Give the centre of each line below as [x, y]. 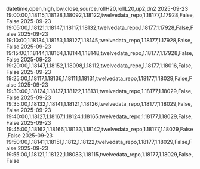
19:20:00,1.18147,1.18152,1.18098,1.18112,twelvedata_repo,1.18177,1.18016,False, [99, 66]
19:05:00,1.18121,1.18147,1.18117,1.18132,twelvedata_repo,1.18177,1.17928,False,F [100, 27]
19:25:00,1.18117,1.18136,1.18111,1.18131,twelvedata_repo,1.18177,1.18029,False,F [99, 78]
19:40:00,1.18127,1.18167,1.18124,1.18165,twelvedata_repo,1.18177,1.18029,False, [99, 116]
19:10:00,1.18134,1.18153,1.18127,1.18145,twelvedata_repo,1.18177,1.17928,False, [99, 40]
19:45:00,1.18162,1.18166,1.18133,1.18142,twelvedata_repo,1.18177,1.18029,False [100, 129]
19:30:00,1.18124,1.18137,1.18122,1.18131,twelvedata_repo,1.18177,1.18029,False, [99, 91]
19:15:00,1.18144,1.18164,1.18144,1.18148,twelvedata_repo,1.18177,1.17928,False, [100, 53]
